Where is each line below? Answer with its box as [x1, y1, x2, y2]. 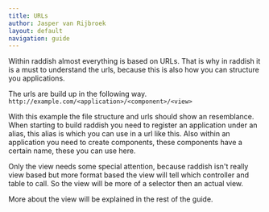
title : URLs [8, 11, 48, 20]
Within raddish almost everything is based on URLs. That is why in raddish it [8, 56, 261, 66]
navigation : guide [8, 34, 70, 43]
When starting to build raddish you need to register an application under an [8, 120, 258, 130]
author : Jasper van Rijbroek [8, 19, 106, 27]
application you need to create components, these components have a [8, 138, 243, 148]
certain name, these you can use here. [8, 146, 136, 156]
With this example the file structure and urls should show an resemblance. [8, 112, 255, 122]
